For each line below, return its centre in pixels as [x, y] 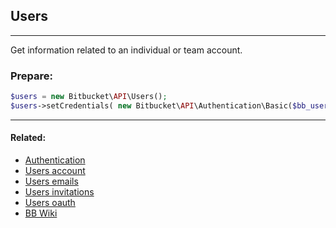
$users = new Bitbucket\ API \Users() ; [89, 97]
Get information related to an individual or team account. [126, 50]
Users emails [51, 181]
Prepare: [32, 76]
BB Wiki [41, 213]
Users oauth [50, 203]
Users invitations [59, 192]
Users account [55, 171]
